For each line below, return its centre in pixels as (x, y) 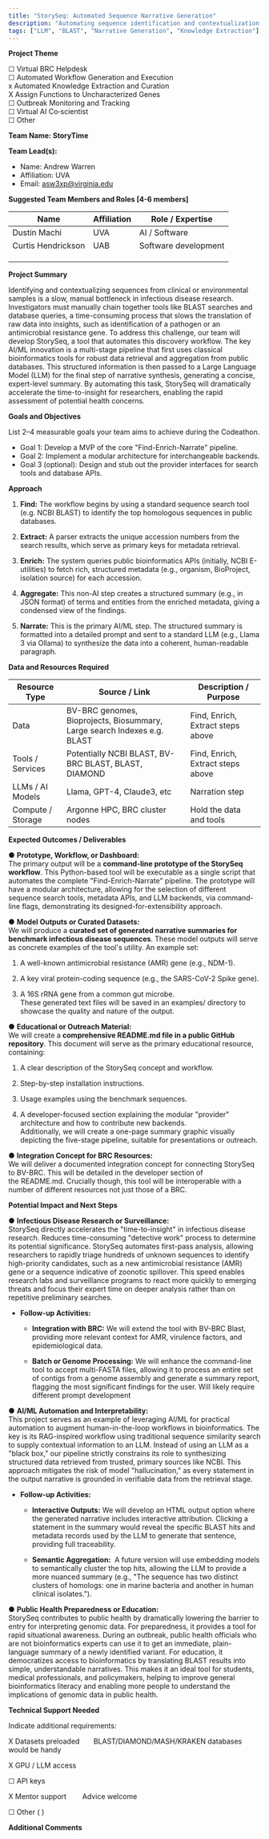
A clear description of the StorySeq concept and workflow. (117, 1068)
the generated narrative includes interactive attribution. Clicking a (140, 1519)
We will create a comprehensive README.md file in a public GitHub (122, 1035)
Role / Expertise (182, 219)
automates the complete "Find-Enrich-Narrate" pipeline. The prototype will (132, 881)
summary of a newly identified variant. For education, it (132, 1652)
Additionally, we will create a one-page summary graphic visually (127, 1131)
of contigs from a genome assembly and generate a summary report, (146, 1378)
